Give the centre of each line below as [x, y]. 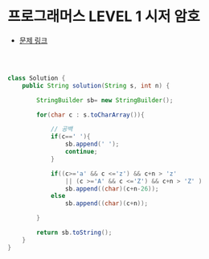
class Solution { [37, 78]
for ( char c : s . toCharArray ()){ [91, 115]
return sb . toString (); [74, 233]
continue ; [81, 152]
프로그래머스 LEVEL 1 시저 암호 [104, 16]
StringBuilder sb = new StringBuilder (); [105, 100]
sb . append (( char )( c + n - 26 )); [112, 189]
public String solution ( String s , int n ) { [96, 85]
